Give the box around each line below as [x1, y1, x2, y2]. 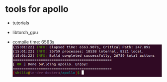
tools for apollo [5, 3, 69, 15]
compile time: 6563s [12, 39, 55, 45]
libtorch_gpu [12, 29, 38, 35]
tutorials [12, 20, 29, 26]
